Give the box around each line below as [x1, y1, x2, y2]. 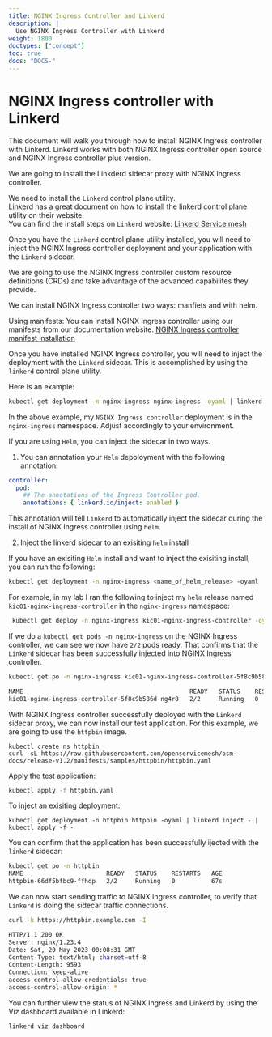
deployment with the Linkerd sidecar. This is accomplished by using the [8, 357, 249, 367]
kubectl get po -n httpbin [8, 862, 100, 870]
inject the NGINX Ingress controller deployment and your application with [8, 243, 253, 253]
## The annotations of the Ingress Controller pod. [23, 491, 201, 499]
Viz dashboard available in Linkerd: [8, 1006, 125, 1016]
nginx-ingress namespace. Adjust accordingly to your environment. [8, 420, 235, 430]
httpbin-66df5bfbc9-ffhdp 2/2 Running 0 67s [8, 878, 223, 886]
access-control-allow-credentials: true [8, 976, 147, 984]
